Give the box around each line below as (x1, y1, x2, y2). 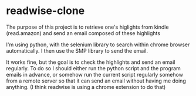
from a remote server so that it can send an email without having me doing (6, 77, 186, 84)
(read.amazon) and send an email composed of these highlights (6, 29, 160, 36)
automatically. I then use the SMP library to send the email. (6, 47, 148, 54)
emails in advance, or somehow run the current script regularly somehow (6, 71, 184, 78)
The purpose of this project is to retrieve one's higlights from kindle (6, 23, 169, 30)
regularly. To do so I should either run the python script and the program (6, 64, 181, 71)
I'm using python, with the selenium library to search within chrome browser (6, 41, 190, 48)
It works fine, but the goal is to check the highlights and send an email (6, 59, 175, 66)
